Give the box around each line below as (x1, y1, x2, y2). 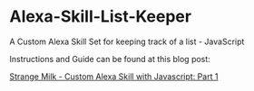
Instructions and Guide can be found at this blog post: (9, 53, 210, 64)
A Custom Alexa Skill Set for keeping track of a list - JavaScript (9, 36, 245, 47)
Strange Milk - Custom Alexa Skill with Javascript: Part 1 (9, 70, 219, 82)
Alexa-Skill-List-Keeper (9, 6, 192, 27)
